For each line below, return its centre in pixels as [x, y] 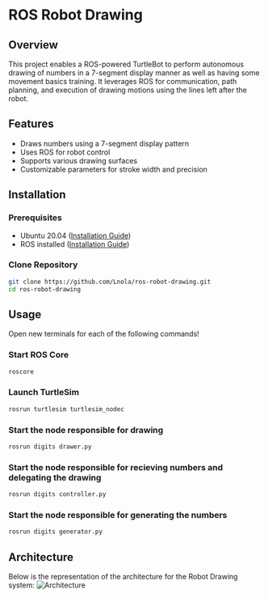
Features [31, 124]
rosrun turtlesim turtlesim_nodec [67, 409]
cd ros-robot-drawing [45, 289]
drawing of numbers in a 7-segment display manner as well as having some [134, 73]
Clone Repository [43, 265]
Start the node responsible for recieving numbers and [116, 467]
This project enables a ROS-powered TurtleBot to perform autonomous [126, 64]
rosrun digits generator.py [56, 532]
